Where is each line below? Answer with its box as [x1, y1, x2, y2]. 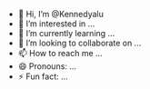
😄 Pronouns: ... [17, 61, 77, 72]
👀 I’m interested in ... [17, 18, 95, 29]
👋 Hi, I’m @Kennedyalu [17, 9, 105, 19]
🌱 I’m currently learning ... [17, 28, 115, 38]
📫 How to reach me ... [17, 48, 103, 58]
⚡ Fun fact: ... [17, 71, 68, 82]
